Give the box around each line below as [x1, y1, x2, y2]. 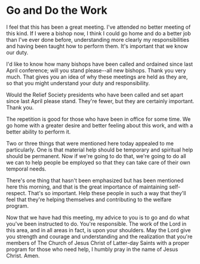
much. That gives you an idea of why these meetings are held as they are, [6, 73, 188, 80]
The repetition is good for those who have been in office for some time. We [6, 115, 191, 123]
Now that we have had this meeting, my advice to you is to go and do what [6, 214, 190, 221]
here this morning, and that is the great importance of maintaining [6, 183, 168, 190]
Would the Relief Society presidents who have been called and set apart [6, 91, 184, 98]
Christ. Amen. [6, 252, 40, 259]
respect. [6, 189, 27, 196]
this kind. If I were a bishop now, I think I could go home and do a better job [6, 29, 191, 37]
